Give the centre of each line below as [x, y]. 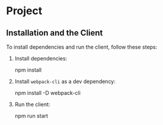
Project [24, 11]
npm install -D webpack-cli [48, 93]
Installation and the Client [55, 33]
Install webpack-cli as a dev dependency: [65, 81]
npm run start [31, 116]
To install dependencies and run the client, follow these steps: [82, 47]
